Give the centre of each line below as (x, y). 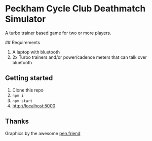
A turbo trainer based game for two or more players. (58, 33)
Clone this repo (28, 90)
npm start (22, 101)
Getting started (29, 78)
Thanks (17, 121)
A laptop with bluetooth (36, 52)
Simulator (25, 19)
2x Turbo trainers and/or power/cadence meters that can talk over (79, 57)
